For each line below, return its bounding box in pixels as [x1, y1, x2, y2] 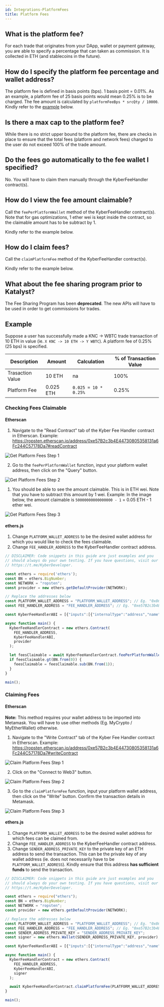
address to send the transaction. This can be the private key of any [12, 851, 147, 857]
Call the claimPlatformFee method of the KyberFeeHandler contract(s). [5, 256, 147, 262]
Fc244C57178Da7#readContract [12, 443, 77, 449]
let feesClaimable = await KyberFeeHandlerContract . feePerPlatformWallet [9, 653, 163, 658]
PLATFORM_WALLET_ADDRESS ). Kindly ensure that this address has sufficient [12, 861, 159, 867]
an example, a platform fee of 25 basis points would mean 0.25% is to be [5, 94, 152, 100]
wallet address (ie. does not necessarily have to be [12, 856, 115, 862]
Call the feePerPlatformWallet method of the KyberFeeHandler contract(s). [5, 209, 156, 215]
